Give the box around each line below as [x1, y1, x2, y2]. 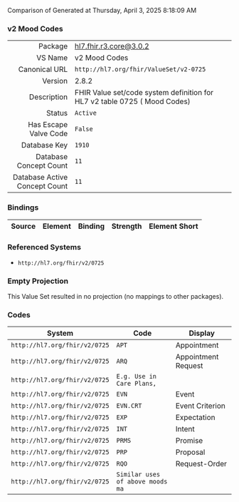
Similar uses [116, 471, 161, 478]
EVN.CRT [116, 402, 142, 410]
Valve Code [29, 128, 68, 138]
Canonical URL [18, 64, 68, 74]
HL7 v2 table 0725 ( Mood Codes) [74, 96, 191, 106]
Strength [111, 221, 142, 231]
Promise [175, 436, 203, 446]
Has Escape [28, 120, 68, 130]
